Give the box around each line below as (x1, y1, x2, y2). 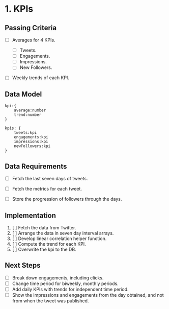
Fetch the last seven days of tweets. (12, 176, 88, 181)
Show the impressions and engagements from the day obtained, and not (12, 292, 164, 298)
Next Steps (5, 261, 41, 270)
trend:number (14, 112, 42, 117)
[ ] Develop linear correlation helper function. (12, 235, 107, 242)
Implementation (5, 211, 57, 220)
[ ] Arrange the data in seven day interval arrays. (12, 230, 114, 236)
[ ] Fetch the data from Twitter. (12, 225, 76, 230)
